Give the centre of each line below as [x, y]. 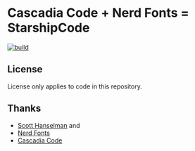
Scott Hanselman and [49, 125]
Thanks [24, 109]
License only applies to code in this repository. [75, 86]
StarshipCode [49, 28]
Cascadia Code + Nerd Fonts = [98, 13]
